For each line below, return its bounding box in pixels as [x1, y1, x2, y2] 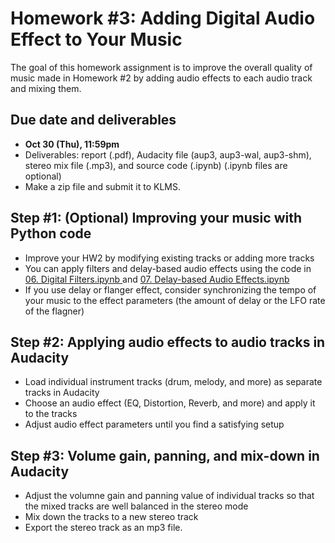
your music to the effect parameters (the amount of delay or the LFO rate [24, 294, 326, 306]
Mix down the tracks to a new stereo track [24, 511, 199, 523]
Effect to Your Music [10, 28, 183, 51]
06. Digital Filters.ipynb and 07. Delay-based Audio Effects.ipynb [24, 273, 290, 285]
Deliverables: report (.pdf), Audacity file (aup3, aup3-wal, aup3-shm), [24, 148, 312, 161]
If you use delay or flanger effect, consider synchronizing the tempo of [24, 283, 317, 296]
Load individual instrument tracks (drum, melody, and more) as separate [24, 376, 323, 388]
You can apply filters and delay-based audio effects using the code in [24, 262, 312, 274]
